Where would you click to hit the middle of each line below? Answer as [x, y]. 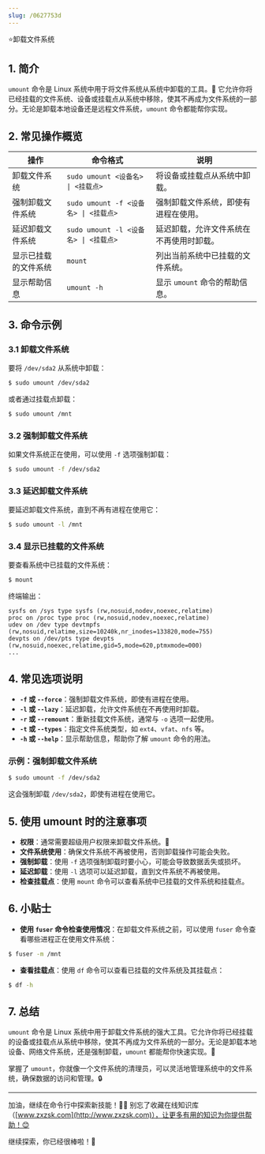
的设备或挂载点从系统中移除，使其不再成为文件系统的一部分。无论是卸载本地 [132, 1042]
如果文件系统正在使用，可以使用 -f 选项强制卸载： [90, 454]
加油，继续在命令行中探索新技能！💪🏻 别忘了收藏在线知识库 [104, 1105]
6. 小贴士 [30, 909]
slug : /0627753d [35, 15]
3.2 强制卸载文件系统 [48, 435]
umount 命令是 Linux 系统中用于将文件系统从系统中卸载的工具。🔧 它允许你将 [131, 89]
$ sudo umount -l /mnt [45, 525]
